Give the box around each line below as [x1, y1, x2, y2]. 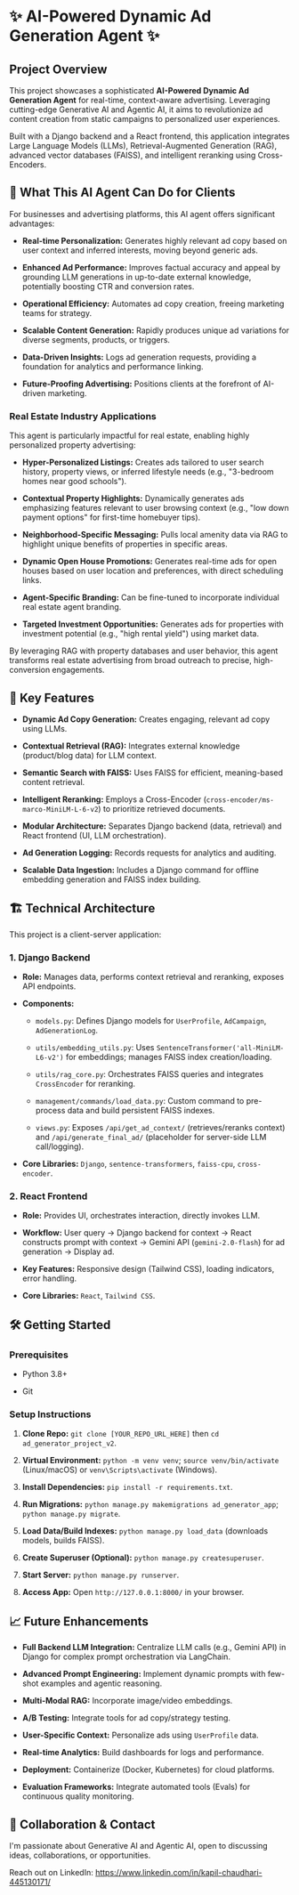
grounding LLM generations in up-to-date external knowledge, [21, 271, 252, 282]
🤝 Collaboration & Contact [9, 1817, 156, 1832]
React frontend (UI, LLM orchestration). [21, 830, 166, 840]
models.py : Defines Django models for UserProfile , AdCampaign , [35, 1016, 267, 1026]
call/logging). [35, 1141, 85, 1152]
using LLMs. [21, 723, 68, 733]
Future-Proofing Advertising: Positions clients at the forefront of [21, 378, 262, 389]
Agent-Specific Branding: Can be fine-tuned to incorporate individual [21, 592, 280, 603]
